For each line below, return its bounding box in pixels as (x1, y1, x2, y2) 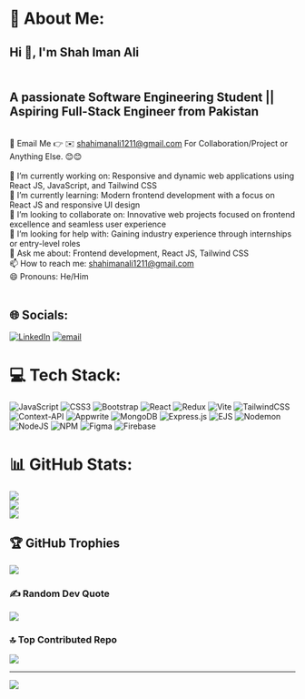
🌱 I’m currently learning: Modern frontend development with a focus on (9, 190, 275, 201)
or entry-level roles (9, 238, 81, 249)
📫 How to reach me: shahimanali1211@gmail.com (9, 258, 195, 269)
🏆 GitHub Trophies (9, 536, 121, 552)
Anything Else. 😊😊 (9, 151, 83, 162)
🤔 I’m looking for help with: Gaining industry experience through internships (9, 228, 292, 239)
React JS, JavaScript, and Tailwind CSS (9, 180, 157, 191)
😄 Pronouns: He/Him (9, 271, 89, 282)
